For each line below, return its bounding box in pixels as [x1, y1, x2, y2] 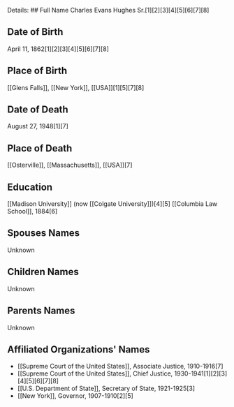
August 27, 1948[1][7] [7, 122, 68, 131]
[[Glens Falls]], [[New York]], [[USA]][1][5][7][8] [7, 83, 145, 91]
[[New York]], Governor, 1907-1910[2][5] [17, 392, 134, 400]
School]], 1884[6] [7, 207, 58, 216]
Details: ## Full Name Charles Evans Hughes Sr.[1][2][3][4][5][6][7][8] [7, 6, 210, 14]
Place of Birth [7, 65, 68, 77]
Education [7, 181, 53, 193]
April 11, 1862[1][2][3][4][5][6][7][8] [7, 45, 110, 53]
